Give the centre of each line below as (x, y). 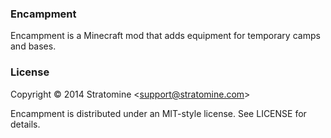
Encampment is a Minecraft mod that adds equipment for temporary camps (165, 36)
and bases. (33, 46)
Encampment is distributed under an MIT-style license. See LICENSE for (158, 113)
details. (25, 124)
